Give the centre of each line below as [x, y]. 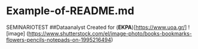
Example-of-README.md [70, 11]
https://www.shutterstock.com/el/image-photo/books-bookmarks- [110, 33]
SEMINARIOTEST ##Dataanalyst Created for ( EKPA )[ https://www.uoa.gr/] [97, 27]
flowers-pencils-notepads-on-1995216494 [59, 40]
